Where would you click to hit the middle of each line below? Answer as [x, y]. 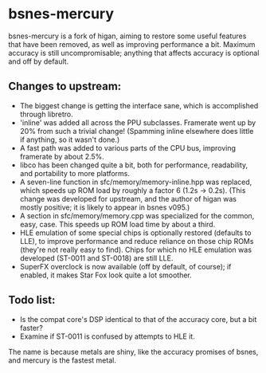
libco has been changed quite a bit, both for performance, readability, [134, 165]
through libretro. [46, 114]
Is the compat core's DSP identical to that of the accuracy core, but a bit [138, 319]
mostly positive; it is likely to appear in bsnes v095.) [105, 207]
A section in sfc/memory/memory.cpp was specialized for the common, [137, 215]
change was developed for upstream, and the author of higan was [128, 198]
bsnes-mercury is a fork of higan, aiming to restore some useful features [127, 36]
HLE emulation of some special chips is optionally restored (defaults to [135, 233]
